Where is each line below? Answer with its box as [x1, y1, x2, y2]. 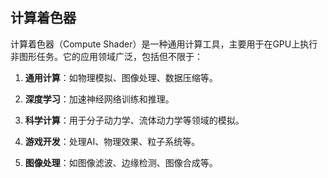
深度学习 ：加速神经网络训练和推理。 [24, 93, 175, 105]
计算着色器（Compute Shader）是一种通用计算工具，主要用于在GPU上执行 [10, 38, 318, 50]
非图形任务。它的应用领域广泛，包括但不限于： [10, 50, 203, 62]
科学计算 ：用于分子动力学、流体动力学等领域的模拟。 [24, 114, 245, 126]
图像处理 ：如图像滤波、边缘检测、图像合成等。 [24, 156, 218, 168]
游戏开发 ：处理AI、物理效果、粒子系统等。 [24, 135, 201, 147]
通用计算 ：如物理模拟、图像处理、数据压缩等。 [24, 71, 218, 83]
